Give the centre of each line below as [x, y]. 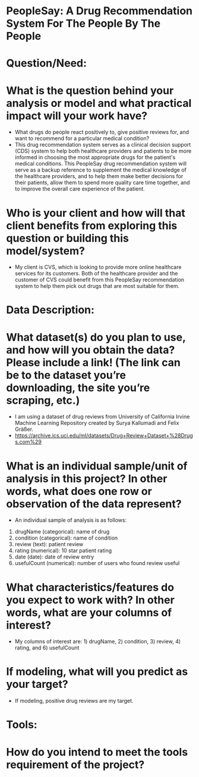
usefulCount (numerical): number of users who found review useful [97, 563]
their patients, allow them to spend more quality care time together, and [102, 183]
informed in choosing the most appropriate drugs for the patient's [95, 157]
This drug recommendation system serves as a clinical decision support [103, 145]
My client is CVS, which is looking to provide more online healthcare [98, 267]
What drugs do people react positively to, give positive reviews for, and [102, 132]
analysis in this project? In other [87, 478]
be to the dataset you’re [66, 375]
